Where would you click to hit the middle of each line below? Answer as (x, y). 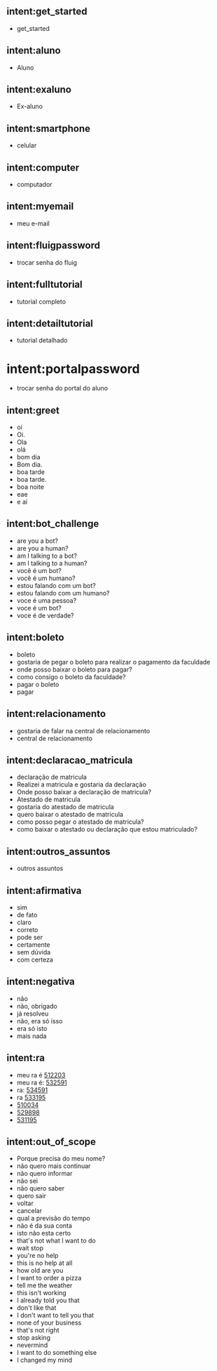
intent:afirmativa (44, 890)
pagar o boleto (38, 684)
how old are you (40, 1271)
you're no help (37, 1256)
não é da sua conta (44, 1226)
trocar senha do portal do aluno (62, 388)
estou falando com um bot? (56, 585)
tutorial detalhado (42, 341)
